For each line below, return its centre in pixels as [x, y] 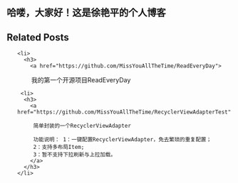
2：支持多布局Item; [59, 148]
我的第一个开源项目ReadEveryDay [81, 80]
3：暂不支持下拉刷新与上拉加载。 [75, 155]
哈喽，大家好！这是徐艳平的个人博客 [86, 13]
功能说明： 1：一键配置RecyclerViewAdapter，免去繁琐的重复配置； [122, 140]
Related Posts [38, 37]
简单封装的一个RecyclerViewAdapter [82, 126]
